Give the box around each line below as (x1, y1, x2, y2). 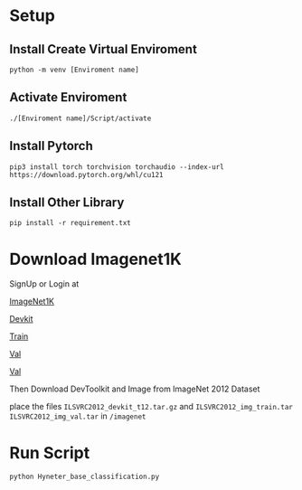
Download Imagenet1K (9, 249, 183, 269)
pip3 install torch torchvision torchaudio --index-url (9, 162, 224, 172)
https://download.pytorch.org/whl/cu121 (9, 170, 165, 179)
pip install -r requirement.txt (9, 219, 131, 228)
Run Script (9, 442, 90, 463)
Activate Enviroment (9, 90, 127, 105)
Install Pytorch (9, 138, 93, 154)
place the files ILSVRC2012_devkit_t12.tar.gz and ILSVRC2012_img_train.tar (9, 401, 294, 412)
